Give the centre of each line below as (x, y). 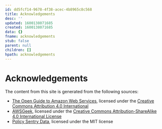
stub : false (17, 41)
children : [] (18, 50)
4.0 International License (37, 116)
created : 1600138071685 (29, 28)
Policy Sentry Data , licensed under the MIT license (62, 122)
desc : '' (14, 18)
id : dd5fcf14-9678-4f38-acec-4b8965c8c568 (49, 9)
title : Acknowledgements (30, 14)
